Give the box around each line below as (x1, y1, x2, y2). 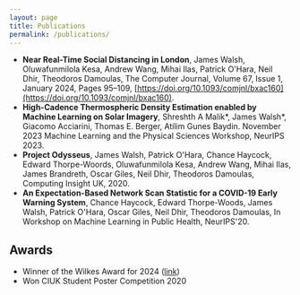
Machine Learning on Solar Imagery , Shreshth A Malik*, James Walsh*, (21, 111, 287, 122)
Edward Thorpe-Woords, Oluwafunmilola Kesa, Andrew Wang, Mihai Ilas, (21, 159, 292, 170)
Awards (9, 242, 54, 257)
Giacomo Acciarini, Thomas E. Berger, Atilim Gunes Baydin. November (21, 121, 281, 132)
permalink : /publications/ (9, 30, 110, 39)
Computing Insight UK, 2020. (21, 178, 130, 189)
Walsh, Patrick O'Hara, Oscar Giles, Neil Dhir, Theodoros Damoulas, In (21, 207, 281, 218)
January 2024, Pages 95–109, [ (21, 82, 138, 94)
